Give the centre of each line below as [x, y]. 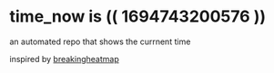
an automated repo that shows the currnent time [100, 41]
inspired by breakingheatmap [65, 59]
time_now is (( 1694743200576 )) [138, 17]
